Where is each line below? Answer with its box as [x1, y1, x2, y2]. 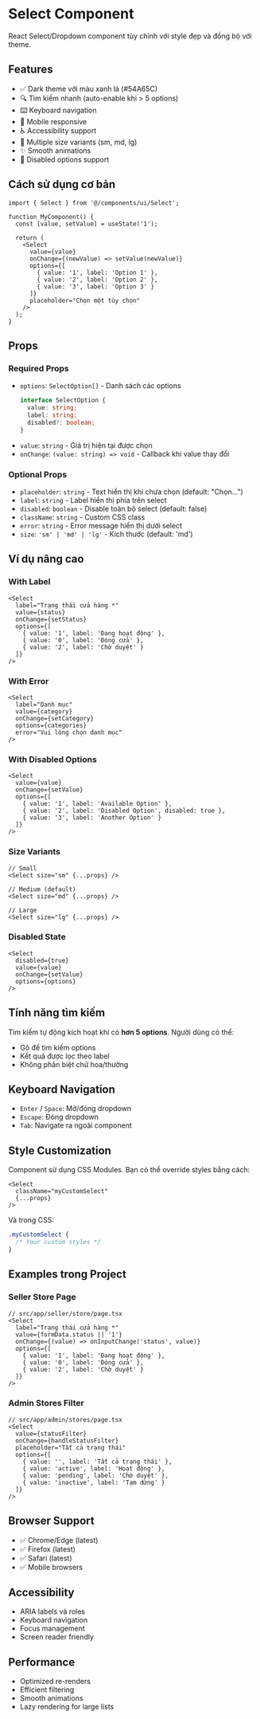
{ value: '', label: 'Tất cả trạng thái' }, [22, 1458, 173, 1466]
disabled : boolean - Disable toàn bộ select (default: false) [19, 504, 208, 513]
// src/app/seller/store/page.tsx [8, 1309, 123, 1317]
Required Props [8, 363, 69, 374]
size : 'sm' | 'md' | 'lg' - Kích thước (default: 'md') [19, 529, 193, 539]
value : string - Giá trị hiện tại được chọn [19, 440, 153, 450]
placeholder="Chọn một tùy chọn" [29, 296, 141, 304]
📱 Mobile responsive [19, 116, 87, 126]
